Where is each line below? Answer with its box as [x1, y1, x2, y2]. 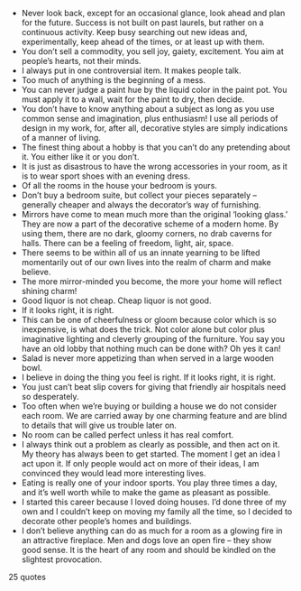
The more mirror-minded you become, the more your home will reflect [21, 276, 282, 287]
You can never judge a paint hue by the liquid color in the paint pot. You [21, 85, 287, 95]
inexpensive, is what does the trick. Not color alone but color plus [21, 324, 265, 335]
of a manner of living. [21, 133, 101, 143]
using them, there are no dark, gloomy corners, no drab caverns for [21, 228, 272, 238]
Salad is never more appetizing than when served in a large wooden [21, 353, 274, 364]
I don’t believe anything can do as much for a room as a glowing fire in [21, 525, 283, 536]
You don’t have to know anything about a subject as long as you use [21, 104, 275, 114]
